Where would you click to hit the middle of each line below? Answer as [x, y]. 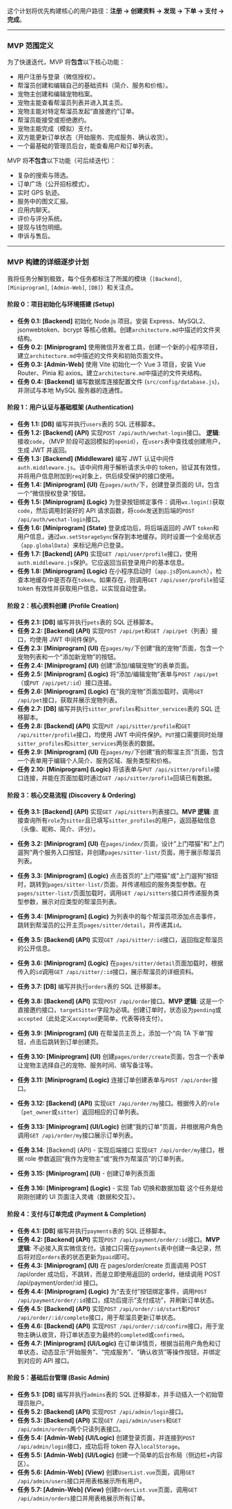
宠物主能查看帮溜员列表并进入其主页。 [71, 102]
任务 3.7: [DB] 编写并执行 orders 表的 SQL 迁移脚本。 [91, 986]
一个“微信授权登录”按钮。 [53, 493]
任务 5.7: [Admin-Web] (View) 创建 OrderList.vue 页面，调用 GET [107, 1489]
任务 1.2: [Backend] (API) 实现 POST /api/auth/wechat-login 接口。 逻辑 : [119, 433]
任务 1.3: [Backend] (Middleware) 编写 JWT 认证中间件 [96, 459]
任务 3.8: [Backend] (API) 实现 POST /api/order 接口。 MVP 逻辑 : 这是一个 [120, 1001]
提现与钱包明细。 [41, 227]
